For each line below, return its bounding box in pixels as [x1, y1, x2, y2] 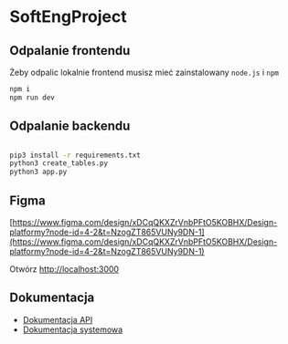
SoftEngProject [9, 6, 128, 27]
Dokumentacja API [22, 314, 93, 325]
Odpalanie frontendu [9, 43, 131, 58]
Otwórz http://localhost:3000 [9, 264, 120, 275]
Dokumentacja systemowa [22, 324, 123, 335]
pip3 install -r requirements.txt [9, 151, 142, 160]
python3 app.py [9, 167, 68, 177]
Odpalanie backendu [9, 119, 131, 134]
